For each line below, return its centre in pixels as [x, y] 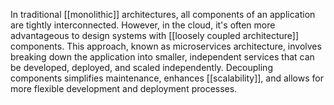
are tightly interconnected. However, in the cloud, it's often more [143, 25]
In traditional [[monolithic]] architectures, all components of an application [163, 14]
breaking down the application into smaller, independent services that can [162, 57]
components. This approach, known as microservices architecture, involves [166, 46]
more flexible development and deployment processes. [124, 88]
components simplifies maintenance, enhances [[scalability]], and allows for [167, 78]
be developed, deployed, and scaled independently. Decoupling [141, 67]
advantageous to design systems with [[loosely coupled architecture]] [155, 35]
